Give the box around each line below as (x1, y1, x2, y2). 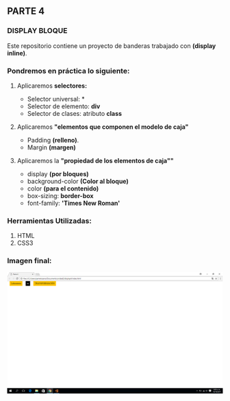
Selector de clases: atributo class (27, 109, 122, 117)
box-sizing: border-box (27, 191, 94, 199)
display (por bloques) (27, 169, 89, 178)
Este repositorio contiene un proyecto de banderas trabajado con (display (7, 41, 216, 50)
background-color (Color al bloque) (27, 177, 129, 185)
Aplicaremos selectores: (16, 82, 88, 90)
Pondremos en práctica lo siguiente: (7, 66, 130, 75)
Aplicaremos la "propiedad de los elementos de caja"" (16, 156, 174, 165)
